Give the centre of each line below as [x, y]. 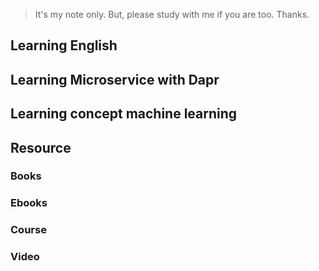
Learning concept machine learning [124, 114]
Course [28, 230]
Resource [41, 147]
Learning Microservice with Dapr [115, 79]
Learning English [64, 45]
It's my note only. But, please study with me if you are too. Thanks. [172, 14]
